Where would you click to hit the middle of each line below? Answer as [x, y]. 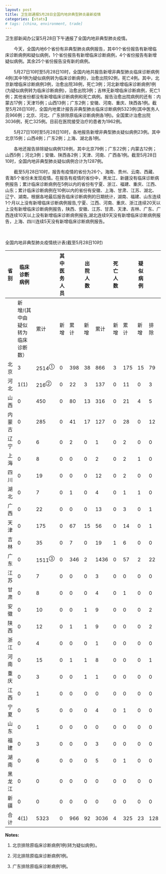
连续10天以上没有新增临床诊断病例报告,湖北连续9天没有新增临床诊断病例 [83, 215]
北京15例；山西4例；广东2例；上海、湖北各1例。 [54, 138]
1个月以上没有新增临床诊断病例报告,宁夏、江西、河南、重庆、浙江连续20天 [81, 203]
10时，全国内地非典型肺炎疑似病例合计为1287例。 [56, 161]
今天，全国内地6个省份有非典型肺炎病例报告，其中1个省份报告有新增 [83, 49]
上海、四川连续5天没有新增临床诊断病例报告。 [61, 221]
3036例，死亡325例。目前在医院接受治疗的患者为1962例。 [65, 122]
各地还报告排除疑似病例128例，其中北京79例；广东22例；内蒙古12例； [85, 149]
